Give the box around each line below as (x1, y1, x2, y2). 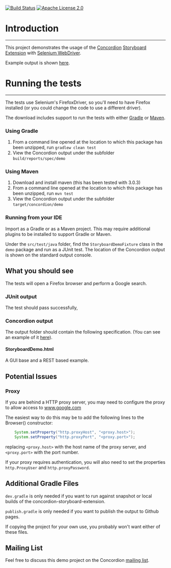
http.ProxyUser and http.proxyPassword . (5, 464, 90, 470)
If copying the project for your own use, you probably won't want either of (5, 524, 160, 530)
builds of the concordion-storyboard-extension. (5, 498, 105, 504)
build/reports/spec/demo (12, 156, 66, 161)
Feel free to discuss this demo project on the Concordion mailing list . (5, 557, 150, 563)
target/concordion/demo (12, 202, 64, 207)
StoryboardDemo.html (5, 346, 54, 352)
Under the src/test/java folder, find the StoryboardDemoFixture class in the (5, 241, 163, 247)
